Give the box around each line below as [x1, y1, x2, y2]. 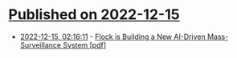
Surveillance [19, 40, 62, 49]
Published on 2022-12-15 [8, 6, 180, 24]
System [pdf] [63, 40, 107, 49]
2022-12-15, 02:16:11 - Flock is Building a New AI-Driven [19, 32, 206, 41]
